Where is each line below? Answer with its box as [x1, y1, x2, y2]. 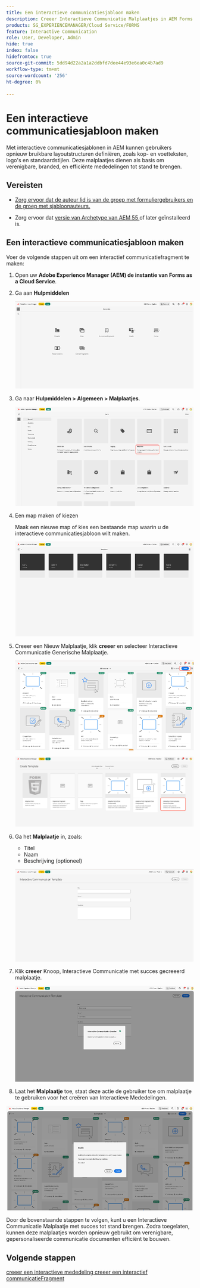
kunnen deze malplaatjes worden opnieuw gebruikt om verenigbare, [6, 1229, 173, 1236]
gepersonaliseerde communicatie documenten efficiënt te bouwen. [6, 1236, 171, 1243]
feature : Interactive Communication [6, 29, 97, 35]
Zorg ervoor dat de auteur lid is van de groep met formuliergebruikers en [14, 196, 193, 203]
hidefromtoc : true [6, 54, 52, 60]
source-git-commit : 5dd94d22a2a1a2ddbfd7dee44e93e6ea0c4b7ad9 [6, 60, 164, 66]
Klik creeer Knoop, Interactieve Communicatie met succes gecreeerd [14, 967, 185, 975]
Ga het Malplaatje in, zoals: [14, 833, 83, 841]
